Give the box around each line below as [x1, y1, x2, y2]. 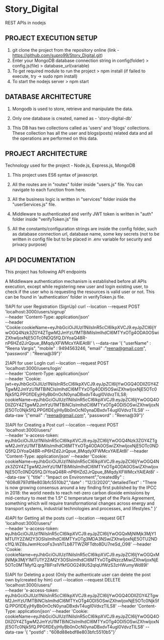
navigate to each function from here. [12, 187, 86, 193]
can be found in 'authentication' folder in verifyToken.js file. [5, 294, 125, 300]
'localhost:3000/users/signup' [5, 309, 66, 315]
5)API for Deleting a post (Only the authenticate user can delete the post [5, 572, 151, 578]
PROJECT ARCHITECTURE [5, 149, 87, 158]
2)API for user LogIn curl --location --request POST [5, 360, 109, 366]
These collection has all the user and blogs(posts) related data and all [12, 130, 153, 136]
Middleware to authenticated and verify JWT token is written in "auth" [12, 211, 153, 217]
